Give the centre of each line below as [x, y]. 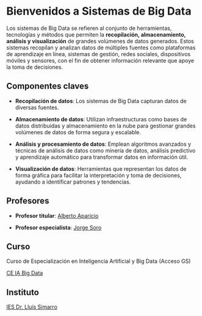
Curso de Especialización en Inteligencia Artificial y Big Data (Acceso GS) [99, 261]
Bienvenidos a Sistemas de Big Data [99, 11]
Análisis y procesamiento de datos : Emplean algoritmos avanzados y [103, 144]
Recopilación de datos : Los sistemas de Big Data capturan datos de [101, 101]
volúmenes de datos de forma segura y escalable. [78, 132]
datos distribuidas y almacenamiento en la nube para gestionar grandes [105, 126]
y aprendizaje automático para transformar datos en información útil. [102, 157]
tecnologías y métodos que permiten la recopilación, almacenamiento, [96, 34]
